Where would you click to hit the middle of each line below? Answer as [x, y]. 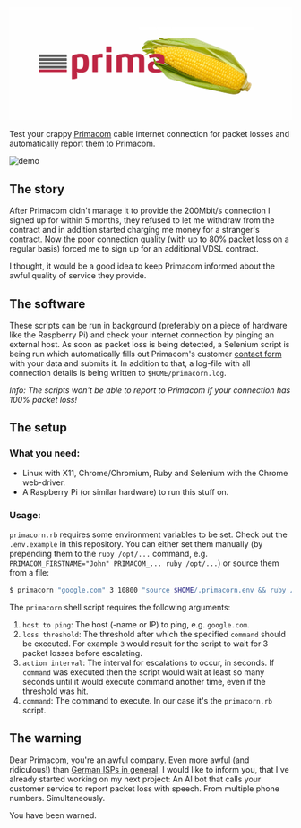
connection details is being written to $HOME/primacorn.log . [118, 372]
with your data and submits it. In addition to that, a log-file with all [130, 363]
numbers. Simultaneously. [57, 798]
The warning [46, 738]
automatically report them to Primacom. [82, 144]
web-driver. [43, 482]
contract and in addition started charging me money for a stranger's [134, 230]
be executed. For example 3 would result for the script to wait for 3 [145, 644]
